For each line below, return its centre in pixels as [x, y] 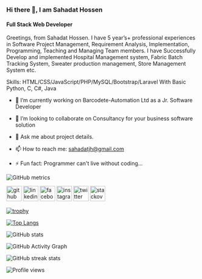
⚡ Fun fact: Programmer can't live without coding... [79, 163]
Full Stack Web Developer [40, 24]
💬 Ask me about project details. [54, 137]
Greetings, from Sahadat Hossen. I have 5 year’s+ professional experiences [101, 38]
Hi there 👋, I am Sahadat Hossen [54, 10]
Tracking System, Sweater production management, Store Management [96, 64]
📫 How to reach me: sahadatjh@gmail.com [70, 149]
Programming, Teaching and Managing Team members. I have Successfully [101, 51]
